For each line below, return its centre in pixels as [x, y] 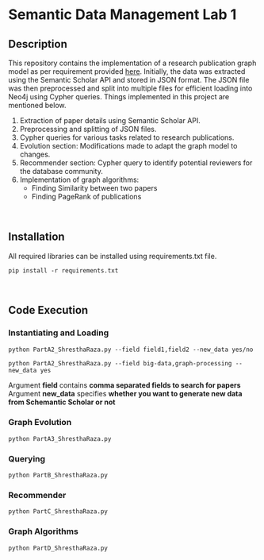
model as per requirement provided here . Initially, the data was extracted [127, 71]
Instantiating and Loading [59, 333]
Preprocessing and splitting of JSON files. [88, 129]
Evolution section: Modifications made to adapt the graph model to [128, 146]
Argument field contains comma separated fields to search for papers [124, 385]
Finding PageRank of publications [86, 197]
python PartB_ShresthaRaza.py [58, 475]
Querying [27, 458]
